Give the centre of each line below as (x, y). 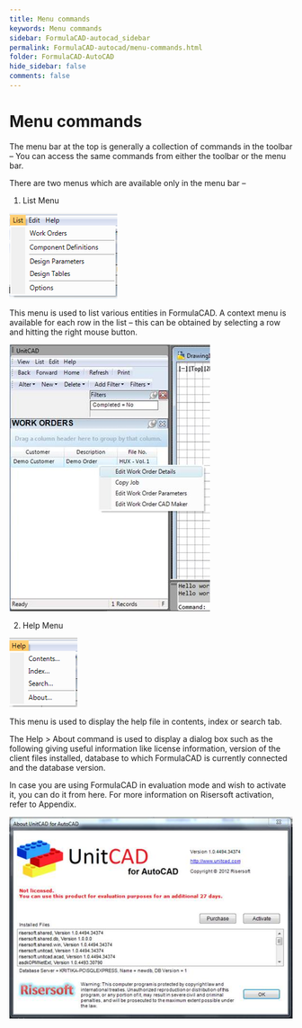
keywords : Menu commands (56, 28)
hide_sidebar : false (48, 67)
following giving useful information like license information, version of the (145, 748)
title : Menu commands (50, 19)
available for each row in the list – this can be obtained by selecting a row (145, 322)
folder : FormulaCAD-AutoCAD (62, 57)
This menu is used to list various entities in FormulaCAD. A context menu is (148, 313)
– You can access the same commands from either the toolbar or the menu (147, 156)
